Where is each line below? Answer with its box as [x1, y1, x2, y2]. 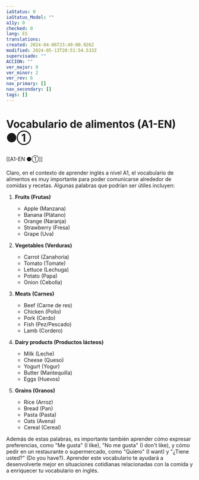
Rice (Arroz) [23, 398, 53, 406]
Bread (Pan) [23, 404, 53, 412]
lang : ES [6, 31, 28, 37]
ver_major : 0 [6, 64, 39, 70]
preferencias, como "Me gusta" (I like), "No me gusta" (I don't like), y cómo [6, 441, 190, 448]
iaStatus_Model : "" [6, 14, 55, 20]
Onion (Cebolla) [23, 278, 62, 286]
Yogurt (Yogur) [23, 363, 61, 370]
